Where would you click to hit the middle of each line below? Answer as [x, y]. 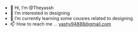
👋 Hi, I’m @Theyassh [32, 8]
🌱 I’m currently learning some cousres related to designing [72, 18]
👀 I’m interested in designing [40, 13]
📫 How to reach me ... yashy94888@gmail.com [60, 24]
